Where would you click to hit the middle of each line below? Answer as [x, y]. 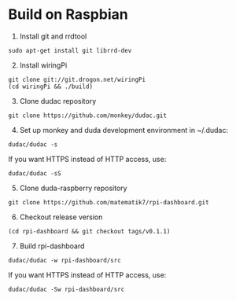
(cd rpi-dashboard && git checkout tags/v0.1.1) [89, 231]
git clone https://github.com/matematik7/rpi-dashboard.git [109, 202]
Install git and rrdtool [53, 36]
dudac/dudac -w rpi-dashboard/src [65, 260]
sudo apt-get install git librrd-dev [70, 50]
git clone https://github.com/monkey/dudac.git [88, 116]
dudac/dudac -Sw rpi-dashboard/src [66, 289]
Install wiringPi [43, 65]
